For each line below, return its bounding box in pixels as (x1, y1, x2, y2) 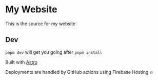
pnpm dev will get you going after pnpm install (5, 49, 103, 55)
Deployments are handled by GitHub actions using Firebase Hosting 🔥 (5, 69, 153, 75)
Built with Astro (5, 59, 37, 65)
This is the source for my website (5, 21, 76, 27)
